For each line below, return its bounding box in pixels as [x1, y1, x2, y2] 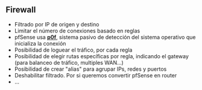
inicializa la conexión [14, 40, 66, 47]
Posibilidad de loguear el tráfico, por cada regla [14, 46, 133, 53]
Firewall [5, 5, 36, 15]
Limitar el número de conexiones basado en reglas [14, 27, 140, 34]
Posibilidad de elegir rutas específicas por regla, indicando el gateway [14, 52, 189, 59]
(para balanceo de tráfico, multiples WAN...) [14, 59, 124, 66]
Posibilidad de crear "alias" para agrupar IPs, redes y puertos [14, 65, 167, 73]
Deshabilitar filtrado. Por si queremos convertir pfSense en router [14, 71, 177, 79]
